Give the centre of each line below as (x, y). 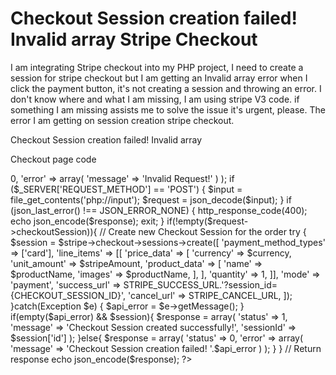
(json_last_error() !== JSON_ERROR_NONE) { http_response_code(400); (159, 210)
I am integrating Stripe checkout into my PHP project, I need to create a (157, 67)
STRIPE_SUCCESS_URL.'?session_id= (200, 284)
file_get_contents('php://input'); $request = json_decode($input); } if (151, 199)
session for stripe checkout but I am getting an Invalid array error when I (159, 78)
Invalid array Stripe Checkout (134, 39)
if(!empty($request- (207, 221)
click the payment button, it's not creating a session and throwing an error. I (166, 88)
